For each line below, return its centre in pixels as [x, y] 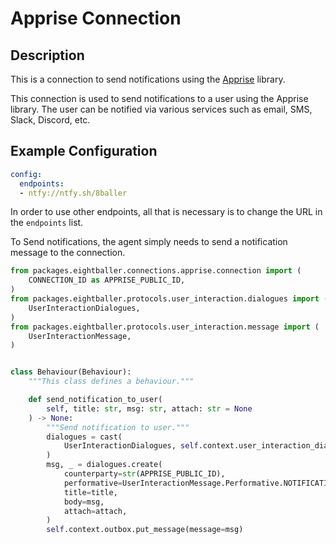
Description [47, 55]
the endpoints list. [47, 223]
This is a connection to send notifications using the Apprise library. [148, 79]
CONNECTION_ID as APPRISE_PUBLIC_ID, [107, 280]
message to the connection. [68, 253]
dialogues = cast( [84, 437]
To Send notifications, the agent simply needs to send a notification [149, 242]
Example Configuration [84, 151]
